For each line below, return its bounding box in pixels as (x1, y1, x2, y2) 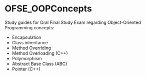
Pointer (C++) (11, 66, 40, 72)
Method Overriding (11, 45, 51, 51)
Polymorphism (11, 55, 42, 61)
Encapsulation (11, 34, 41, 40)
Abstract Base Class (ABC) (11, 61, 67, 67)
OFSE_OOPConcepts (4, 3, 92, 14)
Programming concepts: (4, 24, 54, 30)
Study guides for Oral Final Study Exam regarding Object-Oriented (4, 19, 141, 25)
